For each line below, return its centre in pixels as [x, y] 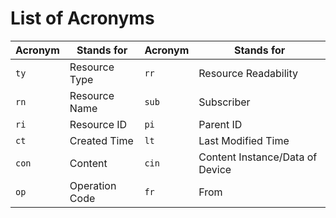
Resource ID [98, 124]
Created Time [101, 140]
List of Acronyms [82, 18]
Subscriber [224, 102]
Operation [93, 185]
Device [215, 169]
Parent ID [220, 124]
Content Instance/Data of [258, 157]
